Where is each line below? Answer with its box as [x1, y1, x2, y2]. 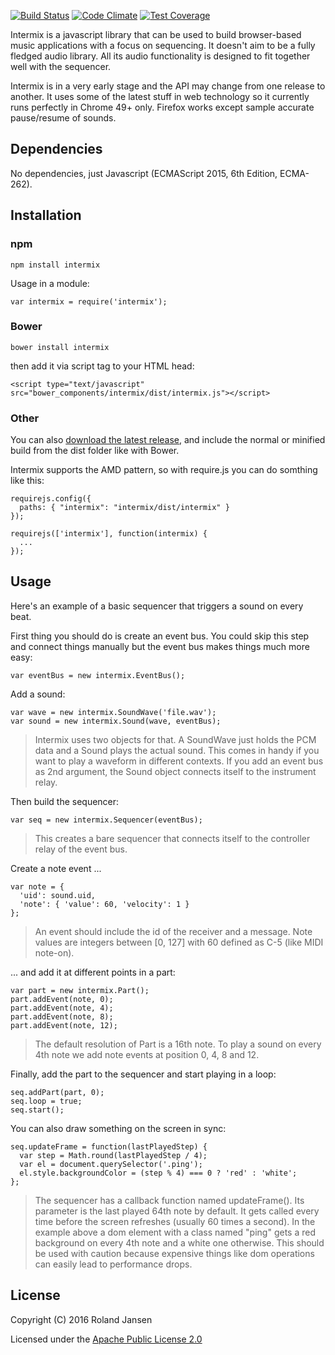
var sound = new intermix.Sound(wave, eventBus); [10, 716, 222, 726]
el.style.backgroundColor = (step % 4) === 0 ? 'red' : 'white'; [19, 1168, 298, 1178]
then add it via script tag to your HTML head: [10, 360, 195, 372]
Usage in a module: [10, 277, 90, 289]
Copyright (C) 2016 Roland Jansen [10, 1313, 153, 1325]
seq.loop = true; [10, 1096, 83, 1106]
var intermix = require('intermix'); [10, 296, 168, 307]
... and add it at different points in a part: [10, 966, 176, 978]
